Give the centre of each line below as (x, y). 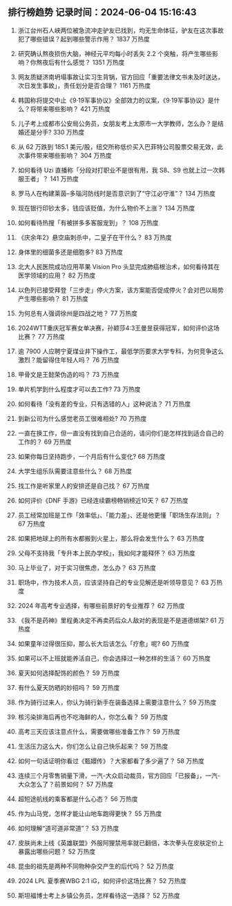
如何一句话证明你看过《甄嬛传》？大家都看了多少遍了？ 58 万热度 (111, 760)
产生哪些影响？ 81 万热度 (53, 298)
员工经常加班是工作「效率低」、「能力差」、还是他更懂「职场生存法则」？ (119, 515)
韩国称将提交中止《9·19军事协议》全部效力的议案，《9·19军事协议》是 (116, 100)
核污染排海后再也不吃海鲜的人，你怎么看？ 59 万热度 (93, 717)
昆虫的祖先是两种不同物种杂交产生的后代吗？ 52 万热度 (96, 866)
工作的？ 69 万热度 (45, 442)
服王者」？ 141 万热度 (48, 179)
